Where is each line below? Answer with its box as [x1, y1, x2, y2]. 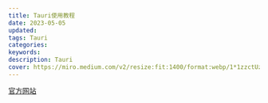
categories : [8, 41, 48, 49]
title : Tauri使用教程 [8, 11, 76, 20]
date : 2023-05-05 [8, 19, 66, 27]
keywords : [8, 48, 41, 56]
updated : [8, 26, 37, 34]
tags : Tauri [8, 33, 48, 42]
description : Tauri [8, 56, 73, 64]
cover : [8, 63, 30, 71]
